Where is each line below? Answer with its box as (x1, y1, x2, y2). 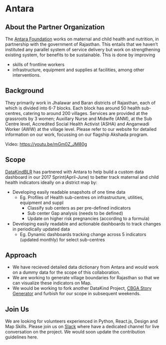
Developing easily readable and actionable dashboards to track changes (12, 221, 161, 227)
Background (5, 87, 44, 95)
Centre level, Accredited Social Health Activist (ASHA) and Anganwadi (5, 120, 150, 127)
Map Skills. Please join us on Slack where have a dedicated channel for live (5, 324, 160, 330)
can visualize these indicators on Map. (12, 280, 92, 286)
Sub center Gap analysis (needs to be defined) (27, 210, 124, 216)
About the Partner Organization (5, 23, 105, 31)
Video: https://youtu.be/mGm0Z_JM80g (5, 141, 87, 147)
